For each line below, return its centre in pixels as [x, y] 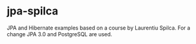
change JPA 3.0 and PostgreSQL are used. [60, 34]
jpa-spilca [33, 11]
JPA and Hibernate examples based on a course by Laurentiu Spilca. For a [99, 28]
